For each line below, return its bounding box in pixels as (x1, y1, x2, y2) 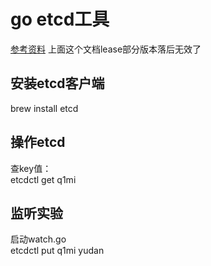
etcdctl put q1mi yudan (10, 245, 105, 257)
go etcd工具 (10, 8, 110, 31)
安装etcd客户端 (10, 75, 105, 92)
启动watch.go (10, 233, 67, 245)
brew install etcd (10, 102, 79, 114)
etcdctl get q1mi (10, 173, 77, 185)
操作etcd (10, 134, 66, 151)
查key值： (10, 162, 52, 174)
